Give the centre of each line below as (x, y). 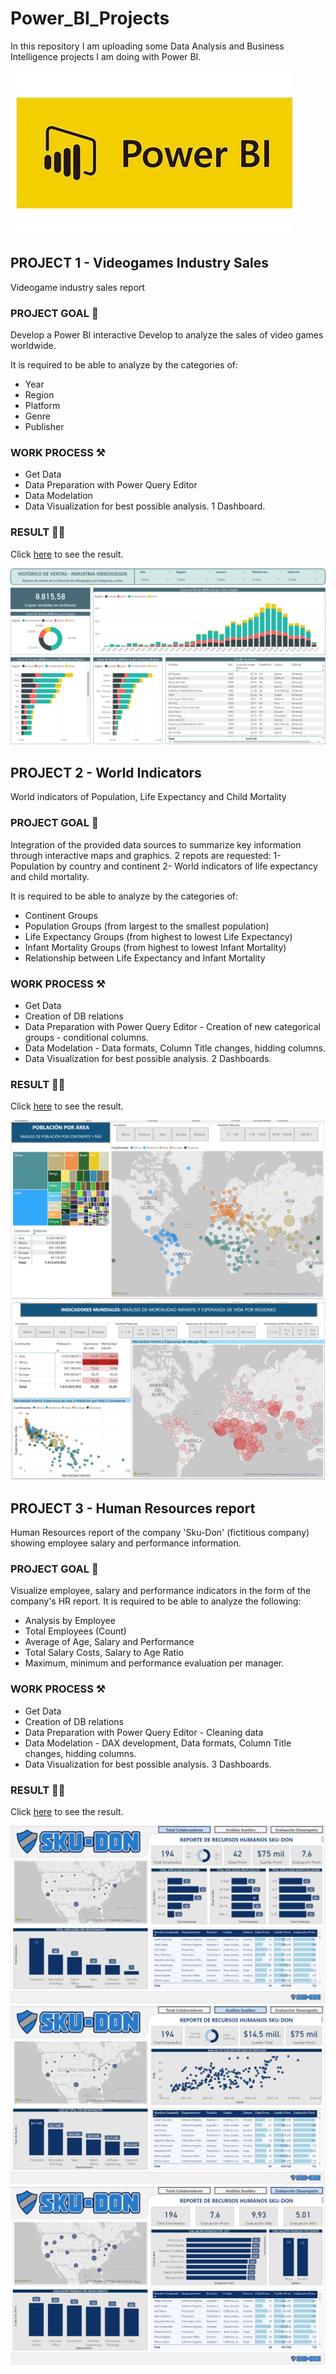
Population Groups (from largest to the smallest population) (147, 926)
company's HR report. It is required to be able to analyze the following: (156, 1601)
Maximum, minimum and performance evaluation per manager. (154, 1663)
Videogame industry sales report (78, 287)
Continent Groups (61, 915)
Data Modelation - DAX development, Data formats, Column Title (158, 1743)
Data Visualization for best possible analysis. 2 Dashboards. (148, 1059)
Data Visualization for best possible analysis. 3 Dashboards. (148, 1764)
